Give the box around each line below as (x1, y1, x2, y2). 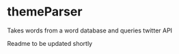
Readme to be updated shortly (7, 39, 93, 47)
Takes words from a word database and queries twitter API (7, 26, 173, 34)
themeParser (7, 4, 83, 20)
